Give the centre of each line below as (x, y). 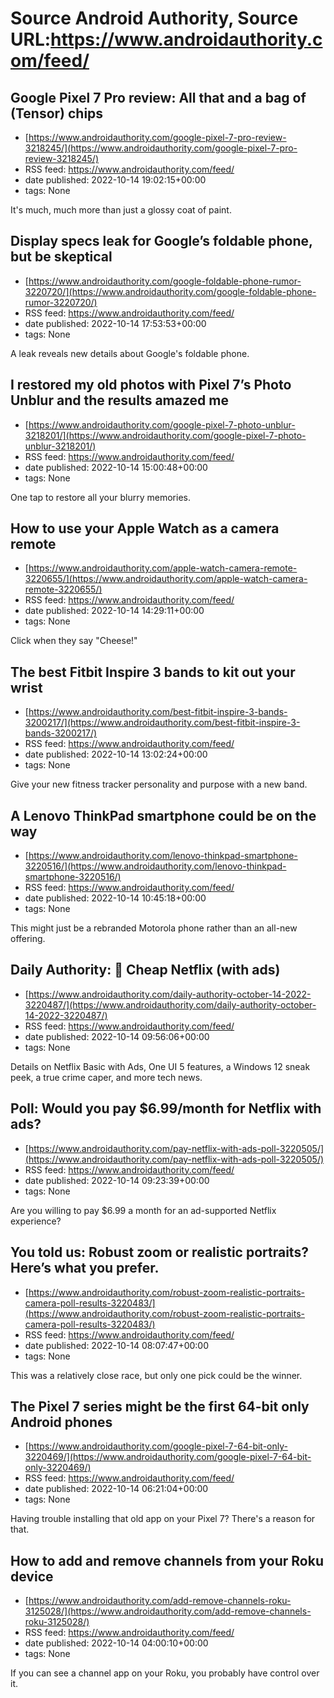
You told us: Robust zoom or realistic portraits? (159, 1252)
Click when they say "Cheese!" (74, 641)
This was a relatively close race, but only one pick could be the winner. (156, 1375)
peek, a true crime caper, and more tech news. (106, 1077)
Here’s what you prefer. (85, 1268)
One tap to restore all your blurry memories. (100, 497)
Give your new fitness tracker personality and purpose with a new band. (159, 784)
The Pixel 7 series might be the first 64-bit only (160, 1406)
